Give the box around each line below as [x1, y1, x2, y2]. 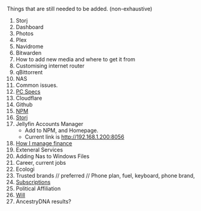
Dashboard [15, 24, 44, 30]
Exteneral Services [15, 146, 63, 153]
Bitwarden [15, 49, 42, 57]
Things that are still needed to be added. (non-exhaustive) [7, 5, 152, 12]
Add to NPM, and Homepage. [24, 127, 99, 134]
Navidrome [15, 43, 44, 50]
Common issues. [15, 81, 58, 89]
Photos [15, 30, 34, 37]
